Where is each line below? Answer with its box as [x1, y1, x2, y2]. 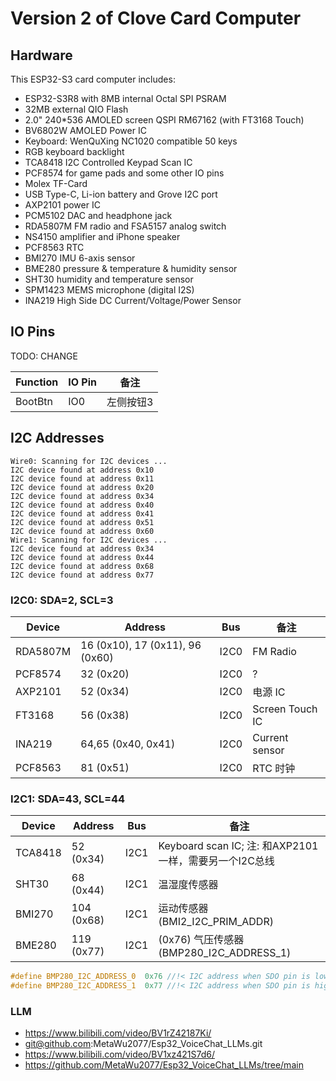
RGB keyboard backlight [24, 146, 125, 157]
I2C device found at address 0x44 [10, 552, 155, 562]
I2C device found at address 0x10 [10, 465, 155, 475]
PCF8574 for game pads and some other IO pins [24, 167, 225, 179]
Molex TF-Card [24, 178, 88, 189]
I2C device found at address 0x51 [10, 517, 155, 527]
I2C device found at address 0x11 [10, 473, 155, 484]
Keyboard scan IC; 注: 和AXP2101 [158, 839, 319, 853]
